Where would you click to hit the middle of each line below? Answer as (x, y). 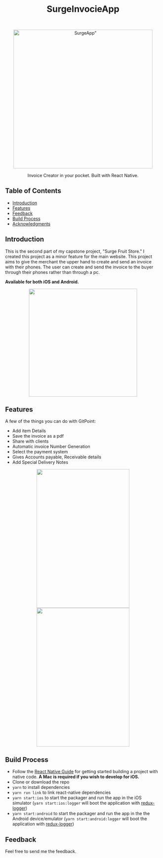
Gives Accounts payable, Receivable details (57, 457)
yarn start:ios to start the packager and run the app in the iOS (77, 798)
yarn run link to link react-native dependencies (61, 792)
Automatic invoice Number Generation (51, 447)
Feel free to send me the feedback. (41, 851)
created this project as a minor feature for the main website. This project (79, 256)
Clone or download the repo (41, 782)
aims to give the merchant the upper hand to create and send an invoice (78, 261)
